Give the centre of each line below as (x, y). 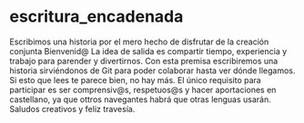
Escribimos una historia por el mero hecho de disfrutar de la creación (139, 42)
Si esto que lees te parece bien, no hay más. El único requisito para (135, 80)
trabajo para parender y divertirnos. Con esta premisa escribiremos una (144, 61)
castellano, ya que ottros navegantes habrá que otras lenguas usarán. (140, 99)
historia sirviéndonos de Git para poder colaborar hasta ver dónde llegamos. (152, 71)
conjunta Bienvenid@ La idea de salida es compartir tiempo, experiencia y (148, 51)
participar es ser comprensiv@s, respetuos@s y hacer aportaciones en (143, 90)
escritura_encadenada (96, 17)
